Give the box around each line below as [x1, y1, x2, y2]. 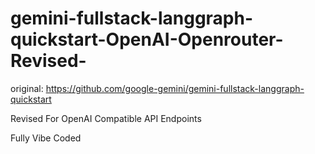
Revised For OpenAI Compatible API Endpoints [10, 112, 202, 124]
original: [10, 82, 44, 94]
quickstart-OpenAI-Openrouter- [10, 28, 284, 51]
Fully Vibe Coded [10, 132, 82, 144]
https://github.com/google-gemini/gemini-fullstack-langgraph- [45, 82, 305, 94]
